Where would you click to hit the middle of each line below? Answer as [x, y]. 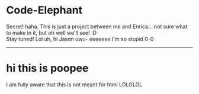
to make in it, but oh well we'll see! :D [51, 32]
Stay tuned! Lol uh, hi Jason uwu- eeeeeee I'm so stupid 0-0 [80, 39]
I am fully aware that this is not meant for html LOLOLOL [74, 84]
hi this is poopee [47, 68]
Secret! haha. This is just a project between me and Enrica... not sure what [97, 26]
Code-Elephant [44, 10]
